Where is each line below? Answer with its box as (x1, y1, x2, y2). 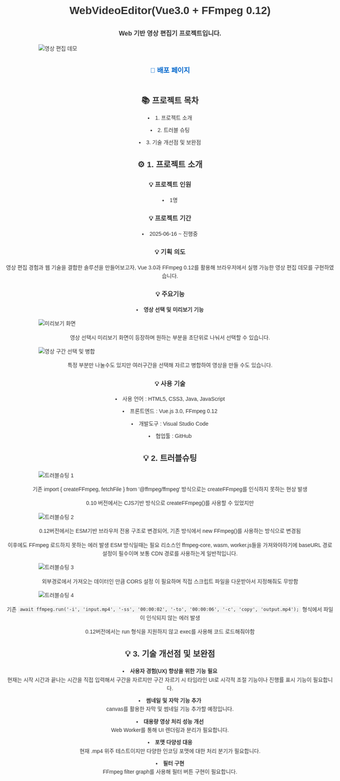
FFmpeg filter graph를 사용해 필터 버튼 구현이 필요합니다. (103, 768, 237, 775)
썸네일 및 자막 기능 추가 (146, 697, 202, 704)
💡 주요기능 (155, 290, 185, 298)
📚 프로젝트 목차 (141, 96, 199, 105)
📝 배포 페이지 (150, 66, 190, 75)
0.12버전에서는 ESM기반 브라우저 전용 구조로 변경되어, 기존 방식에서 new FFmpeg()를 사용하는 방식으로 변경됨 (39, 527, 301, 535)
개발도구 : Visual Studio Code (138, 420, 209, 427)
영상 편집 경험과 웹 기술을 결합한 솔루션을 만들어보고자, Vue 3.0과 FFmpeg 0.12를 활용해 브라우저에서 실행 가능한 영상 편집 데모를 (6, 264, 313, 271)
